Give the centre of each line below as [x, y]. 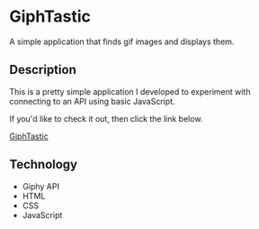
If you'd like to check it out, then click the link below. [106, 118]
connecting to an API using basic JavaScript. [92, 101]
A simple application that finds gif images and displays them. [122, 41]
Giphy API [41, 186]
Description [43, 70]
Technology [44, 165]
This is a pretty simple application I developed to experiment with [130, 91]
